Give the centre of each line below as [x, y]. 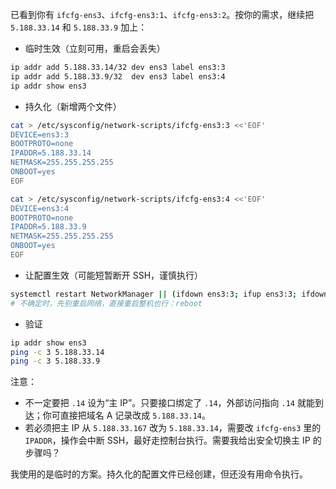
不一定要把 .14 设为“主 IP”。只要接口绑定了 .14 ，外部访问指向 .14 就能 [169, 403]
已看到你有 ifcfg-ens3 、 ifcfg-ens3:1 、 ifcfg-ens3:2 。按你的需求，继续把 [162, 14]
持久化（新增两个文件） [73, 106]
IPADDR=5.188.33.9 [48, 227]
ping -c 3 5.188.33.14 [57, 352]
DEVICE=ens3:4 [40, 208]
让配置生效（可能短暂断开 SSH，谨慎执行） [114, 275]
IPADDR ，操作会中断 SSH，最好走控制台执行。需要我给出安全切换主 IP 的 [173, 440]
